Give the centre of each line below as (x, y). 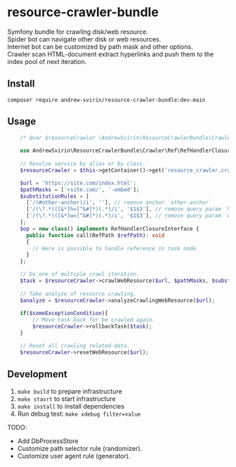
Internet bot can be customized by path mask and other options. (100, 46)
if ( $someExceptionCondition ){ (64, 314)
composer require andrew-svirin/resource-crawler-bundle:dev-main (106, 100)
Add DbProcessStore (48, 441)
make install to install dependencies (71, 406)
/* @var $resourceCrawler (58, 138)
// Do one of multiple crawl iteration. (80, 274)
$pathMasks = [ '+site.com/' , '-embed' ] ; (80, 190)
